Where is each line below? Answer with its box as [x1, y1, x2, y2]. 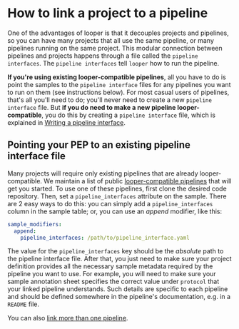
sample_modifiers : [7, 221, 62, 228]
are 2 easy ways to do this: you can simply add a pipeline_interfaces [7, 199, 213, 208]
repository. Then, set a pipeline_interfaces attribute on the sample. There [7, 191, 227, 201]
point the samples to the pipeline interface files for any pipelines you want [7, 80, 231, 88]
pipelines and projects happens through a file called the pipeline [7, 51, 198, 60]
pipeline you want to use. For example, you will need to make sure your [7, 270, 216, 278]
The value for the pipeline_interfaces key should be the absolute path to [7, 247, 224, 255]
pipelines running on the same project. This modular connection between [7, 44, 223, 52]
